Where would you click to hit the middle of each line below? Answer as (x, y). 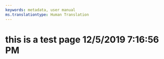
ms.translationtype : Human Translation (47, 15)
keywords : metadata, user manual (40, 10)
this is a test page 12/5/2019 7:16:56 (82, 40)
